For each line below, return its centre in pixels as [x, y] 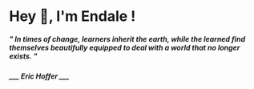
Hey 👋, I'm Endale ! [73, 16]
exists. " [23, 56]
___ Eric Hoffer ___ [39, 76]
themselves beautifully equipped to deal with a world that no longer [125, 47]
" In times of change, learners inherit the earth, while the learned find [127, 38]
